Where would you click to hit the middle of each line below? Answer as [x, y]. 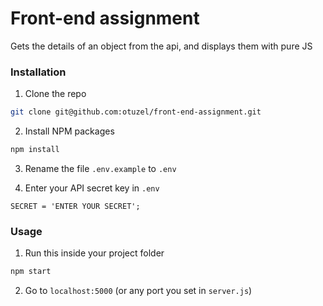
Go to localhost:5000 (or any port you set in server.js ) [138, 291]
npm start [31, 272]
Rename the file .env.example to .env [100, 168]
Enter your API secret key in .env [92, 188]
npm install [35, 150]
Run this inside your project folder [94, 253]
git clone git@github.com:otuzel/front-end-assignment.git [136, 112]
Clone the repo [55, 94]
